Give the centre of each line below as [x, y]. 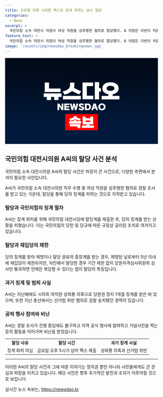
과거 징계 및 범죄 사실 [28, 283]
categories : [17, 15]
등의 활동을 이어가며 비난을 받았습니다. [41, 332]
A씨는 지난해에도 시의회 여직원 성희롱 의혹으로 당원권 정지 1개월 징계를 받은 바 [78, 294]
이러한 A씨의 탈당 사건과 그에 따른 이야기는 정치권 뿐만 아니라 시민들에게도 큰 [78, 366]
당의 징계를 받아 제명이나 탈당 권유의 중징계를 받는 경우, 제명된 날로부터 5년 [76, 257]
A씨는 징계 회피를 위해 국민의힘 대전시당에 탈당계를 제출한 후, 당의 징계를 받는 [78, 219]
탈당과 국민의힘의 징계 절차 [34, 207]
